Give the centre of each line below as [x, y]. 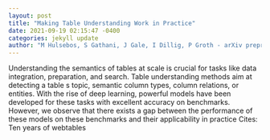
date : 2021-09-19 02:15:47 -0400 [64, 30]
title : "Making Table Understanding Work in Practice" [102, 23]
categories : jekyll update [53, 38]
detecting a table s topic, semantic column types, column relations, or [124, 86]
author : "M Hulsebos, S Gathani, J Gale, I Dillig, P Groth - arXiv [125, 46]
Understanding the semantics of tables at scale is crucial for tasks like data [133, 68]
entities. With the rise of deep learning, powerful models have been [120, 94]
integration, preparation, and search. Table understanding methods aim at [131, 77]
